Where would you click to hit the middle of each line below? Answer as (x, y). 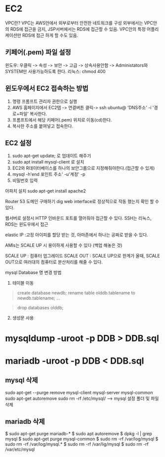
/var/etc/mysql (20, 450)
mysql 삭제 (21, 380)
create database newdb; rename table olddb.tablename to (76, 293)
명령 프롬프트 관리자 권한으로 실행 (45, 101)
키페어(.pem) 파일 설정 (38, 52)
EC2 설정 (19, 143)
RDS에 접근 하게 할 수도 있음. (50, 35)
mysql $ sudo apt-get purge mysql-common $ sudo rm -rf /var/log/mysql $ (82, 439)
